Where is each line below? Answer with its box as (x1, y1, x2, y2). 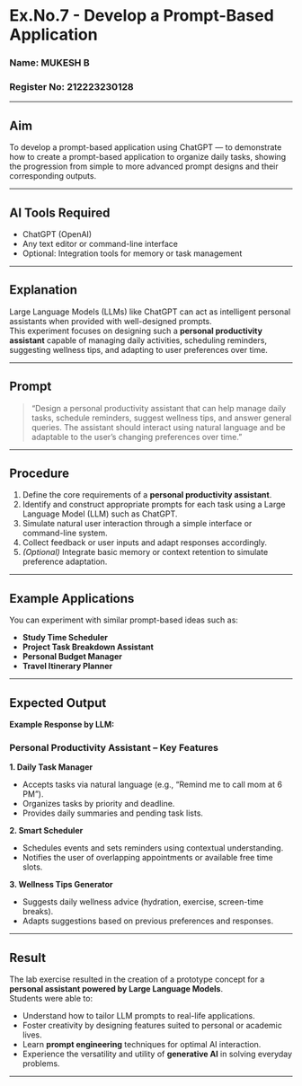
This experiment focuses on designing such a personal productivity (9, 325, 263, 336)
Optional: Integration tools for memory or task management (22, 248, 243, 259)
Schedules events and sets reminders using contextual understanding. (22, 843, 284, 853)
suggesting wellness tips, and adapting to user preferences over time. (9, 344, 268, 355)
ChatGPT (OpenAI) (22, 229, 93, 240)
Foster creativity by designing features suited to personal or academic (22, 1020, 283, 1031)
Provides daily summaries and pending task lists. (22, 808, 204, 818)
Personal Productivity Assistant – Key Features (9, 742, 218, 755)
